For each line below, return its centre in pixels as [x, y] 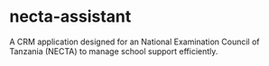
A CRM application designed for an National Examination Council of [134, 42]
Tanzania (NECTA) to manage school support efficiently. [114, 51]
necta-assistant [70, 17]
